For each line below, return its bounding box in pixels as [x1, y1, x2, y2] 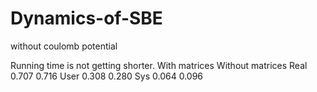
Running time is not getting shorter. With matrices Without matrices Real [10, 59, 308, 71]
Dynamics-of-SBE [10, 7, 163, 30]
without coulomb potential [10, 40, 118, 52]
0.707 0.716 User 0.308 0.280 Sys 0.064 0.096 [10, 70, 204, 82]
